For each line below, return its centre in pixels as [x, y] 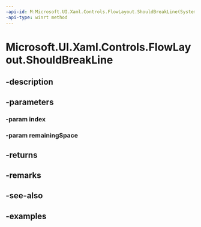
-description [29, 82]
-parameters [30, 102]
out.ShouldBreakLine [59, 60]
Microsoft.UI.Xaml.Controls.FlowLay [98, 47]
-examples [26, 216]
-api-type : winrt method [37, 17]
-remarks [23, 176]
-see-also [24, 196]
